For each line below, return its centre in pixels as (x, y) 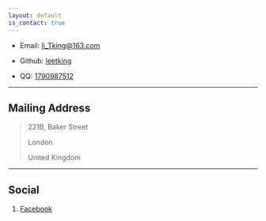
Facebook (36, 209)
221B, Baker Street (58, 127)
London (40, 142)
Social (24, 190)
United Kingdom (54, 158)
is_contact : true (37, 23)
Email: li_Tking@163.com (60, 45)
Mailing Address (49, 108)
